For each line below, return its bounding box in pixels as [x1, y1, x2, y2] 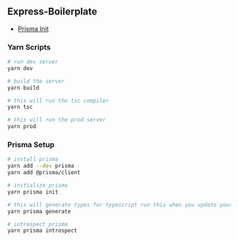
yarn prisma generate [7, 208, 72, 215]
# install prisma [7, 156, 59, 163]
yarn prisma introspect [7, 227, 78, 235]
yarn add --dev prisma [7, 162, 74, 169]
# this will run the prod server [7, 116, 106, 123]
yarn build [7, 84, 40, 91]
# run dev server [7, 58, 59, 66]
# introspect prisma [7, 220, 69, 228]
